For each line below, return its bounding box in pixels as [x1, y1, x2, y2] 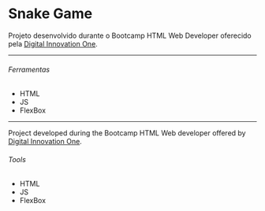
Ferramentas [8, 65, 50, 74]
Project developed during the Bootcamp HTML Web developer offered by [8, 128, 246, 138]
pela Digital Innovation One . [8, 39, 99, 48]
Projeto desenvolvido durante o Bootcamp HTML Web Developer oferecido [8, 31, 252, 40]
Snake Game [8, 5, 93, 23]
